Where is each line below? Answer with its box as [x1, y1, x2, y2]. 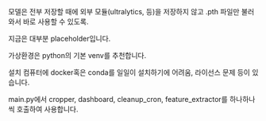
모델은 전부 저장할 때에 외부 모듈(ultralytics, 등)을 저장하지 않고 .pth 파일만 [8, 7, 240, 16]
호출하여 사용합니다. [16, 104, 79, 114]
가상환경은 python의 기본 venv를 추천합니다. [8, 51, 147, 60]
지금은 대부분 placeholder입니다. [8, 34, 111, 43]
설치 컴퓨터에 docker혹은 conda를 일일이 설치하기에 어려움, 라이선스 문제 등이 [8, 68, 250, 77]
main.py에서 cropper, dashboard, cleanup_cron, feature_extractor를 [8, 95, 229, 103]
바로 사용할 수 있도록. [22, 17, 89, 26]
